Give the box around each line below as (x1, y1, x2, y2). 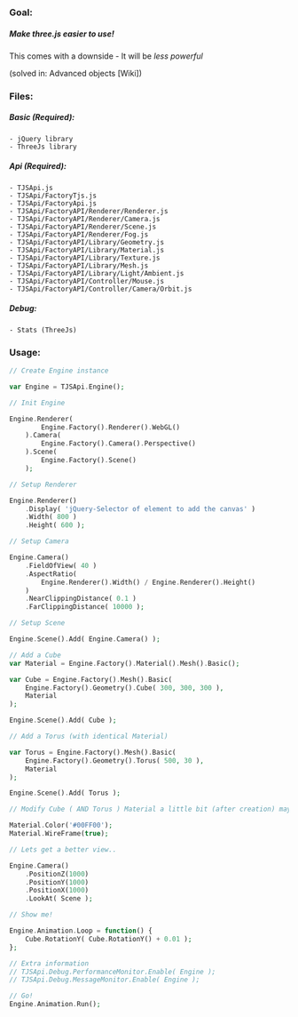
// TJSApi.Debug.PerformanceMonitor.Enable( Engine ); (9, 967, 216, 976)
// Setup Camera (9, 537, 69, 546)
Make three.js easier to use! (9, 28, 115, 39)
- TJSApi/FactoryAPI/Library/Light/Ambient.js (9, 268, 184, 277)
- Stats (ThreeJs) (9, 325, 77, 334)
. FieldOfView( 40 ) (25, 561, 98, 570)
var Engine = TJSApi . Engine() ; (9, 382, 125, 391)
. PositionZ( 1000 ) (25, 869, 90, 878)
